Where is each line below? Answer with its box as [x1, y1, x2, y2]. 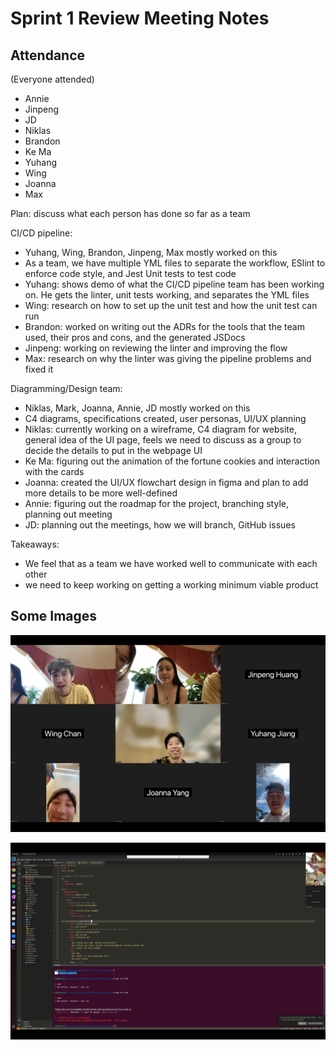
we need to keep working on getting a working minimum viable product [24, 579, 319, 591]
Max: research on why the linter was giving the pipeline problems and [24, 353, 312, 364]
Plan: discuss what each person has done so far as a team [10, 208, 251, 219]
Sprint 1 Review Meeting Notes [10, 7, 270, 30]
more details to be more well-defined [24, 487, 178, 499]
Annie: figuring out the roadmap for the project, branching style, [24, 498, 289, 509]
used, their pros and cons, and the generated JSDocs [24, 332, 246, 343]
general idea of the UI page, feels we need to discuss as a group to [24, 434, 302, 446]
